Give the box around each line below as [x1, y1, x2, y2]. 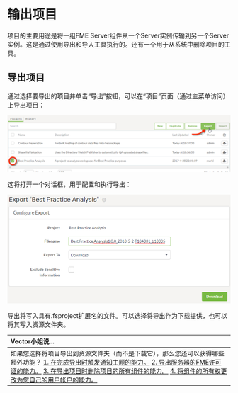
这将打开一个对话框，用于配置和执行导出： [7, 180, 132, 188]
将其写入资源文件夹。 [7, 320, 69, 329]
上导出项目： [7, 101, 45, 109]
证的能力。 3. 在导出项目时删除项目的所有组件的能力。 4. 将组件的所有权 [10, 366, 221, 375]
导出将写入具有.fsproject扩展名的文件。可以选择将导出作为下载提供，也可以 [7, 311, 228, 319]
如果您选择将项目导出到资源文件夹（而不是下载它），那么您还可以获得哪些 [10, 348, 225, 358]
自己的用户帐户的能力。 [28, 375, 98, 384]
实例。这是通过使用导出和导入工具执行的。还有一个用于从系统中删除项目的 [7, 40, 225, 48]
